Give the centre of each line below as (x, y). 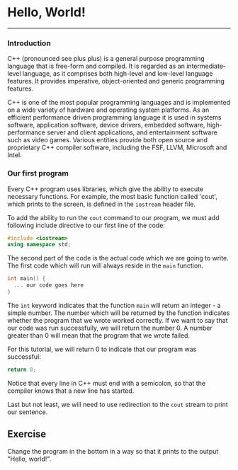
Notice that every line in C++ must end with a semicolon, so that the (107, 383)
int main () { (27, 279)
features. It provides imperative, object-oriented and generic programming (116, 81)
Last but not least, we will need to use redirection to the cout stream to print (118, 404)
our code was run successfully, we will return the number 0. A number (110, 328)
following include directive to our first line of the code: (86, 225)
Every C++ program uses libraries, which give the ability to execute (106, 189)
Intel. (15, 155)
